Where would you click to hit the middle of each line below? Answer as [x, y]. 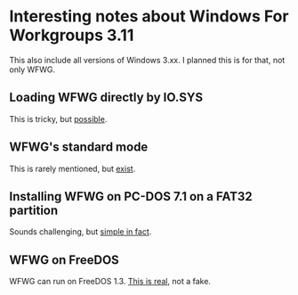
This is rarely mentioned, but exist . [72, 168]
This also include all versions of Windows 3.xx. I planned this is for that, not [147, 60]
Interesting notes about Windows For [149, 16]
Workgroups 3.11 [72, 35]
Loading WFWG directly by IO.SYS [106, 98]
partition [34, 210]
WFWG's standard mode [79, 147]
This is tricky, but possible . [58, 119]
